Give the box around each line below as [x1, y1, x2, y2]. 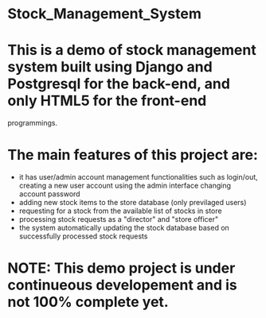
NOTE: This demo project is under [7, 259, 236, 277]
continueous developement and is [7, 276, 238, 294]
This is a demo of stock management [7, 41, 256, 60]
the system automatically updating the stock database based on [18, 223, 230, 233]
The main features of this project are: [7, 146, 258, 164]
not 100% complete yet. [7, 293, 169, 311]
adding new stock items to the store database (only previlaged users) [18, 198, 247, 207]
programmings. [7, 118, 57, 128]
